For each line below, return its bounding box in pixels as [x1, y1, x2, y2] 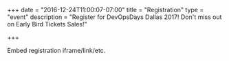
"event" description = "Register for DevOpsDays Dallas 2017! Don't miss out [7, 13, 222, 21]
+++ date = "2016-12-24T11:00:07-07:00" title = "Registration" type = [7, 6, 204, 14]
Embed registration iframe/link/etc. [7, 47, 106, 54]
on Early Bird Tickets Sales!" [7, 20, 87, 28]
